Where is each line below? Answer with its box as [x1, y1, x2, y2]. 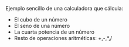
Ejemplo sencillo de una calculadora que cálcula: [5, 5, 124, 12]
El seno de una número [13, 23, 70, 29]
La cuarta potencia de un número [13, 28, 95, 35]
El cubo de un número [13, 16, 68, 23]
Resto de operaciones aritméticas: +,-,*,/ [13, 35, 113, 41]
